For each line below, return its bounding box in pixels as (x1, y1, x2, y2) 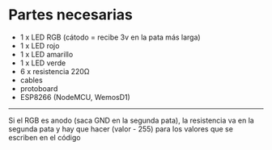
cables (19, 75, 43, 85)
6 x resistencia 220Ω (19, 66, 91, 76)
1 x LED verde (19, 58, 66, 68)
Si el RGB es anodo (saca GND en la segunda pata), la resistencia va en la (8, 115, 255, 125)
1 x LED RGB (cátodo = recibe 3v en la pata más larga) (19, 32, 201, 42)
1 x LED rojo (19, 40, 60, 50)
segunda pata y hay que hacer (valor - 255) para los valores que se (8, 123, 233, 134)
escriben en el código (8, 132, 81, 142)
